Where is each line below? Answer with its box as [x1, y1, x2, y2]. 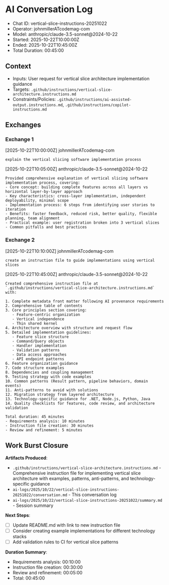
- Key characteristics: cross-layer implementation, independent [5, 194, 146, 199]
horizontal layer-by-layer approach [5, 189, 82, 194]
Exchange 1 [5, 136, 34, 143]
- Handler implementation [12, 343, 67, 348]
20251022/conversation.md [12, 492, 67, 498]
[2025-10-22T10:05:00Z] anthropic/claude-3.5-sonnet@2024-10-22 [5, 166, 148, 172]
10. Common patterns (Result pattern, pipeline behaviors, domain [5, 378, 148, 384]
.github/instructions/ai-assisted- [57, 97, 132, 102]
